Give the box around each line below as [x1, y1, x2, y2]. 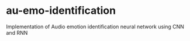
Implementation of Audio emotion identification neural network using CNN [6, 23, 184, 30]
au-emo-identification [6, 4, 116, 17]
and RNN [6, 29, 28, 36]
